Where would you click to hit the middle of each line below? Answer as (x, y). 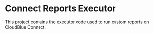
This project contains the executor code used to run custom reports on (77, 22)
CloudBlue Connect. (25, 27)
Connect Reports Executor (60, 8)
